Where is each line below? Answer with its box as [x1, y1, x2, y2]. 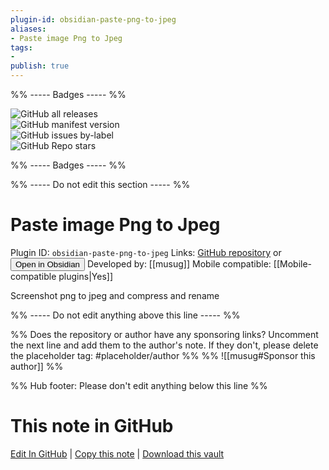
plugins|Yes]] [58, 270, 113, 282]
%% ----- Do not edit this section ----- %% [10, 179, 191, 190]
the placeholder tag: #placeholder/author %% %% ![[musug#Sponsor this [10, 349, 316, 361]
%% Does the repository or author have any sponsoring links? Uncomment [10, 328, 319, 340]
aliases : [10, 24, 47, 34]
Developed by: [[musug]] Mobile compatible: [86, 257, 272, 270]
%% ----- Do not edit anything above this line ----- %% [10, 309, 241, 321]
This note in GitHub [10, 415, 174, 438]
